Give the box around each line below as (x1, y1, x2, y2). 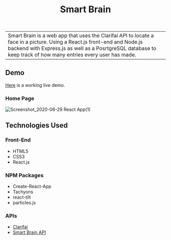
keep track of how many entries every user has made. (8, 51, 136, 58)
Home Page (5, 94, 35, 102)
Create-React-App (12, 183, 52, 189)
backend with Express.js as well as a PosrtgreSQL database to (8, 44, 157, 52)
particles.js (12, 200, 36, 206)
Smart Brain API (12, 229, 46, 235)
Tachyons (12, 189, 34, 195)
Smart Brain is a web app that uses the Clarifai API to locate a (8, 32, 154, 39)
